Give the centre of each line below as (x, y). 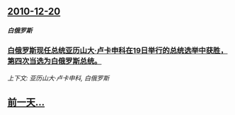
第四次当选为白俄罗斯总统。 (55, 61)
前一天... (26, 103)
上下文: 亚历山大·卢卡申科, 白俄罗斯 (58, 78)
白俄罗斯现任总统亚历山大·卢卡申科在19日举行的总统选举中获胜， (117, 51)
